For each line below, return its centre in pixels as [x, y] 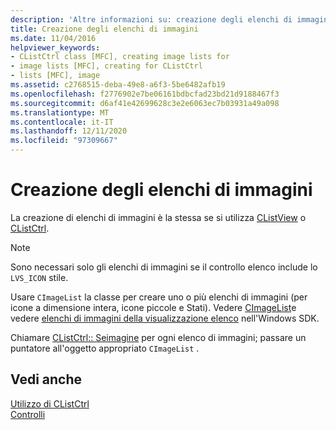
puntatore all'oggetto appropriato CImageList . [105, 348]
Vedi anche [46, 379]
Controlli [28, 414]
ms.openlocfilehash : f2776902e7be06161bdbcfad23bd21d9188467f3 [145, 94]
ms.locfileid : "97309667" [64, 141]
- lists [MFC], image [55, 76]
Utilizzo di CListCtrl [50, 403]
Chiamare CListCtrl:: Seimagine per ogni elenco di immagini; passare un [158, 337]
